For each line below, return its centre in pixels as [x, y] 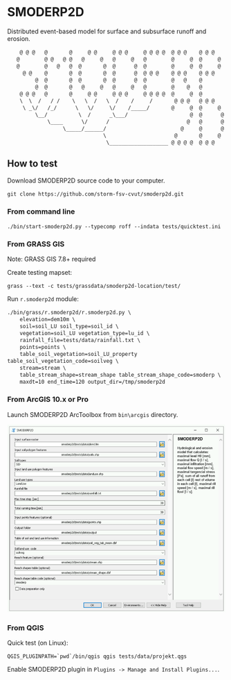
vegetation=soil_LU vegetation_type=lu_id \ [85, 334]
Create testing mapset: [40, 273]
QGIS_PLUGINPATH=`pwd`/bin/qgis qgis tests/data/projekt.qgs [97, 656]
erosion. [19, 38]
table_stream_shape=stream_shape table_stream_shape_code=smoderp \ [120, 375]
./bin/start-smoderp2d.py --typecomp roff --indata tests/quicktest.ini [114, 227]
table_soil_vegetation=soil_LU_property [78, 355]
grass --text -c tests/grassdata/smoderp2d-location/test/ [94, 286]
